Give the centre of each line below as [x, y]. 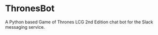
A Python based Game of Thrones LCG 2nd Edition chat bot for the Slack [79, 22]
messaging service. [25, 27]
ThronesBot [30, 9]
